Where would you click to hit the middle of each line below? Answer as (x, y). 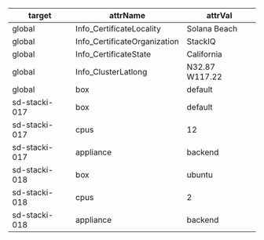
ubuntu (200, 175)
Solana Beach (212, 29)
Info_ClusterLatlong (112, 72)
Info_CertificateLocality (118, 29)
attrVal (219, 15)
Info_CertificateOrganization (127, 41)
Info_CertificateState (114, 54)
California (204, 54)
